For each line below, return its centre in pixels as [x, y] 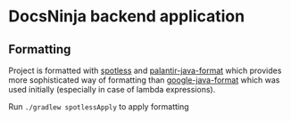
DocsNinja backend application [127, 16]
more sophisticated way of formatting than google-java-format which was [144, 80]
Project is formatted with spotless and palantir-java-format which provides [145, 70]
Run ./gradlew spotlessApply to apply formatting [99, 107]
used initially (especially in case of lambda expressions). [112, 89]
